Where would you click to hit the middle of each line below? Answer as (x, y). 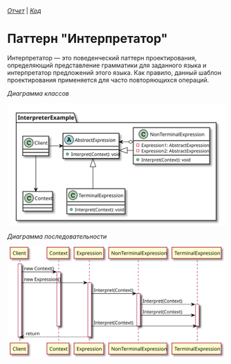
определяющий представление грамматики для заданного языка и (107, 65)
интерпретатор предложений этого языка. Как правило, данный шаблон (114, 72)
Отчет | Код (24, 11)
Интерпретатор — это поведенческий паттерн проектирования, (102, 58)
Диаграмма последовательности (57, 236)
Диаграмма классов (38, 93)
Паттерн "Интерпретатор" (87, 39)
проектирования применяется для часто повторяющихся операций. (108, 80)
